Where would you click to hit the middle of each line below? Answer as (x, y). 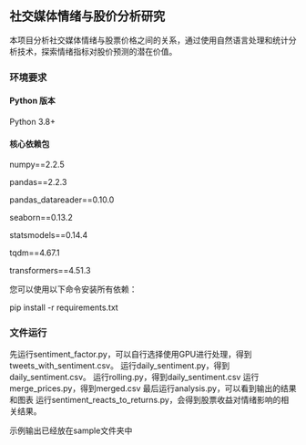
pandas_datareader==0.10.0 (62, 200)
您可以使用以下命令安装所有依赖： (73, 289)
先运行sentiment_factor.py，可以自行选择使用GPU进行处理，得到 (131, 355)
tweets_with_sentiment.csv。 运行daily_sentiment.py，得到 (120, 366)
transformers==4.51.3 (50, 271)
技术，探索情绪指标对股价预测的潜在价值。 (97, 51)
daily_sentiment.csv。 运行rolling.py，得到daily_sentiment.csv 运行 (134, 378)
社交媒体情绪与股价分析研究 (87, 16)
